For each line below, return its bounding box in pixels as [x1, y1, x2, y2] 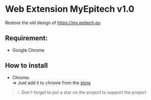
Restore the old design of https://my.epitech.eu [5, 20, 101, 26]
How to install [5, 62, 48, 70]
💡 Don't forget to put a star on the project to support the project [17, 89, 147, 95]
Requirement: [5, 34, 48, 42]
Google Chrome [12, 47, 45, 53]
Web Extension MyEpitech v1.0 [5, 3, 134, 15]
